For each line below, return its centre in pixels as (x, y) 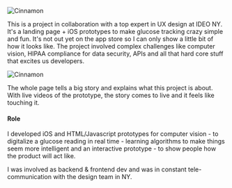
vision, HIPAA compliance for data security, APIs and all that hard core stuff (115, 53)
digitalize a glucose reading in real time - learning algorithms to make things (116, 142)
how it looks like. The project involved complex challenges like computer (111, 46)
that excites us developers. (46, 61)
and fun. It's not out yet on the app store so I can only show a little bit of (110, 39)
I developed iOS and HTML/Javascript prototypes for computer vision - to (113, 134)
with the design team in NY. (93, 177)
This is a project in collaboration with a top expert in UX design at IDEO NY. (115, 24)
